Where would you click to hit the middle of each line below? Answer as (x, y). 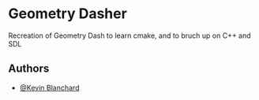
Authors (29, 69)
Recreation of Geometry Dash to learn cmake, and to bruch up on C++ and (129, 35)
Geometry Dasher (68, 14)
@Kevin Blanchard (49, 87)
